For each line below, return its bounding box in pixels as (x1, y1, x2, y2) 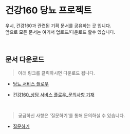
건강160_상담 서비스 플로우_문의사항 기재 (12, 92, 95, 98)
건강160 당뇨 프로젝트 (5, 5, 92, 16)
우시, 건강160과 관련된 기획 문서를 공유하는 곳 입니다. (5, 23, 112, 29)
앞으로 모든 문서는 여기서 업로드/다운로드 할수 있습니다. (5, 29, 116, 35)
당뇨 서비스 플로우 (12, 80, 49, 87)
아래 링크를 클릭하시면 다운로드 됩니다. (17, 70, 95, 76)
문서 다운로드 (5, 55, 45, 64)
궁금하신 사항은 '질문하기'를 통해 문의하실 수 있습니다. (17, 112, 125, 118)
